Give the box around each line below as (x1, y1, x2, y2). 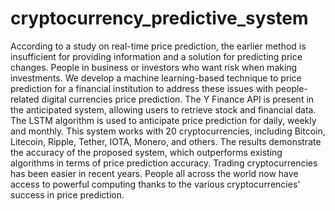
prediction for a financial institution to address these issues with (10, 82, 274, 94)
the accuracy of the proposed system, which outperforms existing (10, 146, 283, 158)
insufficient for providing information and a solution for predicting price (10, 50, 303, 62)
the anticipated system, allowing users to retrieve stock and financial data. (10, 103, 317, 116)
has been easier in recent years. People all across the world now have (10, 167, 299, 179)
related (10, 93, 40, 105)
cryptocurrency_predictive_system (10, 7, 309, 30)
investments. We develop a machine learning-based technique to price (10, 72, 302, 84)
